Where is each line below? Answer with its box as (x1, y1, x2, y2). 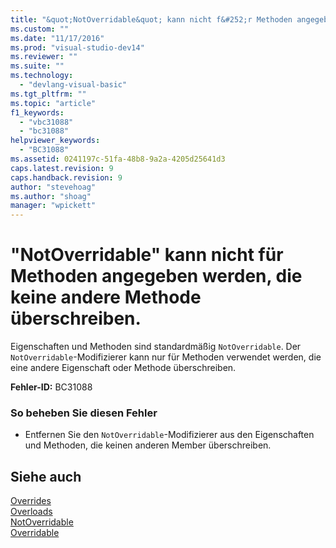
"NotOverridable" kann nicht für (10, 244, 284, 266)
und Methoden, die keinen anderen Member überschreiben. (24, 439, 272, 451)
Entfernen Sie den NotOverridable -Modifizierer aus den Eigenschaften (24, 429, 315, 441)
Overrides (10, 495, 52, 507)
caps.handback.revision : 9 (10, 172, 123, 183)
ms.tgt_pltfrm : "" (10, 89, 87, 99)
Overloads (10, 506, 53, 518)
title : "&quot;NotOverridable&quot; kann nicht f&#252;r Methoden (10, 14, 293, 25)
